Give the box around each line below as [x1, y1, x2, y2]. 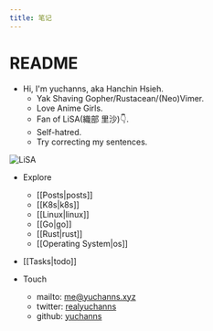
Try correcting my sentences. [36, 136, 148, 147]
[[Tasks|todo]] [22, 255, 78, 266]
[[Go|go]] [36, 219, 72, 230]
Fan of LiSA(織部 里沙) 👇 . [36, 113, 130, 124]
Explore [22, 171, 52, 183]
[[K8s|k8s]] [36, 198, 80, 210]
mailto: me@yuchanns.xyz [36, 291, 136, 302]
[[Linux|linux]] [36, 208, 90, 219]
